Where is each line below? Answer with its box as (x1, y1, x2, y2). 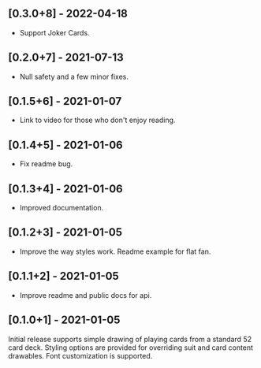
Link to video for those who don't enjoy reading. (19, 115, 176, 125)
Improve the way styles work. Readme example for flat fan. (19, 247, 211, 256)
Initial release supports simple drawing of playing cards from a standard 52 (8, 334, 252, 344)
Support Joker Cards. (19, 28, 90, 37)
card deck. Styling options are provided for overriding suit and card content (8, 343, 254, 352)
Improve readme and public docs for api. (19, 290, 152, 299)
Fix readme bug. (19, 159, 73, 169)
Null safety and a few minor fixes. (19, 72, 129, 81)
